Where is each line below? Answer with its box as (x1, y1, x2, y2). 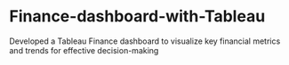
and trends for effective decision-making (9, 45, 159, 55)
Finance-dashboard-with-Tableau (9, 6, 266, 27)
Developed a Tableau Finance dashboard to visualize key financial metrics (9, 36, 281, 46)
